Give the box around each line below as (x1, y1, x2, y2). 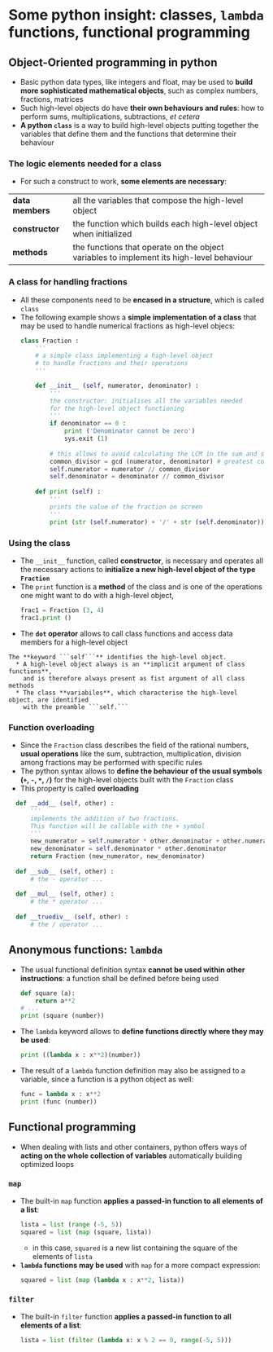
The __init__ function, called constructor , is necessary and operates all (19, 556, 264, 566)
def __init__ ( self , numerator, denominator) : (35, 381, 199, 390)
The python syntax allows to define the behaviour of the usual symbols (19, 766, 262, 776)
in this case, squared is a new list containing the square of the (32, 1243, 238, 1253)
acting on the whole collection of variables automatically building (19, 1151, 242, 1160)
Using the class (8, 537, 71, 548)
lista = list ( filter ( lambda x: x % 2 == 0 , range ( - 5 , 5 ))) (19, 1336, 232, 1344)
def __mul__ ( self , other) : (15, 890, 115, 898)
